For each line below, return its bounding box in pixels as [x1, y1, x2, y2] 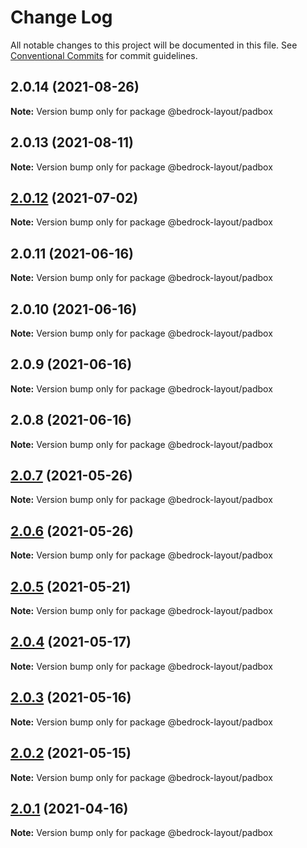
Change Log [10, 6, 113, 29]
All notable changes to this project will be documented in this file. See [10, 39, 298, 51]
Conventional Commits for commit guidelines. [10, 49, 198, 61]
